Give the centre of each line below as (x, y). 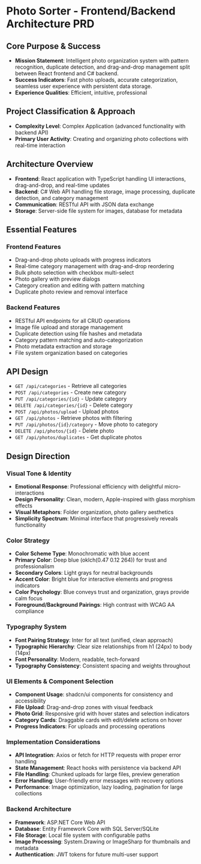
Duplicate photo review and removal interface (71, 292)
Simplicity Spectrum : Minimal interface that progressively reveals (96, 519)
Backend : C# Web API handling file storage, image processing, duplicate (105, 192)
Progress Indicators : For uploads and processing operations (90, 726)
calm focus (29, 598)
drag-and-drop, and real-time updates (62, 185)
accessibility (30, 701)
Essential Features (41, 230)
